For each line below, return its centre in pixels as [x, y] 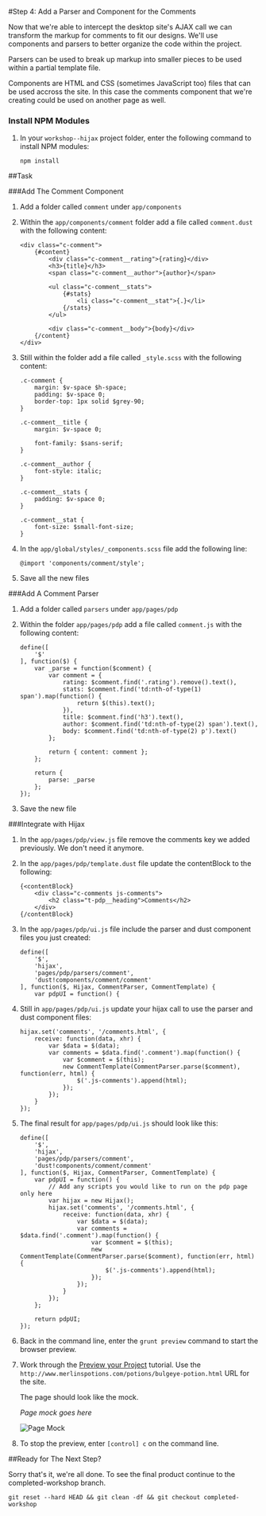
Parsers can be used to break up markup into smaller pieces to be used [125, 59]
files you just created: [55, 938]
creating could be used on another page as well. [87, 100]
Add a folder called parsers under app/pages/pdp [99, 609]
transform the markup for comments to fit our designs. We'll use [113, 35]
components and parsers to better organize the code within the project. [125, 44]
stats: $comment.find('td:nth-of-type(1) [132, 689]
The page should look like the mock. [79, 1397]
